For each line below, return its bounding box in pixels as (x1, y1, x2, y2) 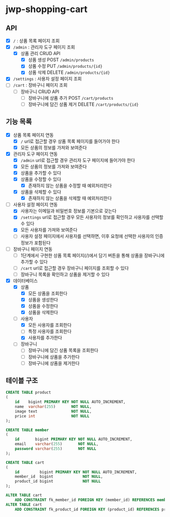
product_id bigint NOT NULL (15, 479, 101, 484)
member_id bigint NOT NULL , (15, 474, 103, 479)
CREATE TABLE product (6, 390, 51, 395)
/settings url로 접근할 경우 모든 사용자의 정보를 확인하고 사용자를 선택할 (20, 214, 163, 221)
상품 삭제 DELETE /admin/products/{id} (28, 69, 110, 75)
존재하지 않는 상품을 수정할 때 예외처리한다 (28, 183, 112, 188)
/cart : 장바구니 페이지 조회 (13, 82, 68, 88)
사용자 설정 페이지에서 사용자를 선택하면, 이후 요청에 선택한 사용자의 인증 (20, 233, 163, 239)
